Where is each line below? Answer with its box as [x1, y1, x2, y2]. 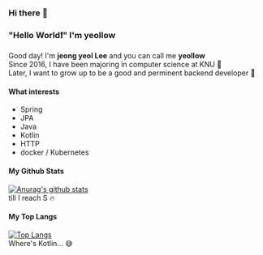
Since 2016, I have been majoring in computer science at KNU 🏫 [8, 60, 222, 70]
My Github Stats [8, 166, 65, 176]
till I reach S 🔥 [8, 193, 55, 202]
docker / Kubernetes [19, 147, 89, 157]
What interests [8, 87, 60, 96]
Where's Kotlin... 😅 [8, 238, 73, 248]
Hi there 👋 [8, 7, 49, 19]
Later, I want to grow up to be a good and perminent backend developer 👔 [8, 68, 256, 78]
